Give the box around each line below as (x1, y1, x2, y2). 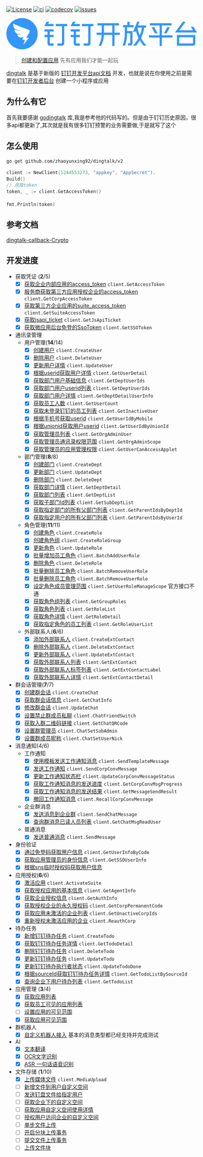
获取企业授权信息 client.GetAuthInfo (24, 894, 118, 901)
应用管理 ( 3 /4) (15, 985, 52, 992)
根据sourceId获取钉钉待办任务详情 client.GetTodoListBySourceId (24, 970, 188, 977)
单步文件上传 (24, 1121, 56, 1128)
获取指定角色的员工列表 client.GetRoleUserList (33, 620, 153, 628)
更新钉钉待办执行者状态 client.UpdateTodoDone (24, 963, 141, 970)
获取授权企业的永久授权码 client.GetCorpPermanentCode (24, 901, 163, 909)
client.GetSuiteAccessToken (24, 310, 95, 316)
